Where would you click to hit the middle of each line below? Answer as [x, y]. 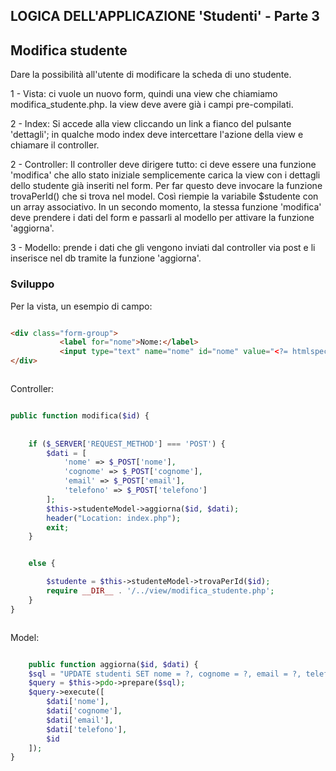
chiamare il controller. [55, 145]
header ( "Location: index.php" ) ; [114, 518]
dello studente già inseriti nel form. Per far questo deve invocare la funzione [166, 186]
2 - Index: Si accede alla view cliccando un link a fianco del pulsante [151, 124]
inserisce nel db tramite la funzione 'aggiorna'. [106, 258]
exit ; [58, 527]
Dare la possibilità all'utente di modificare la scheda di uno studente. [151, 75]
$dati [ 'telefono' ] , [87, 729]
